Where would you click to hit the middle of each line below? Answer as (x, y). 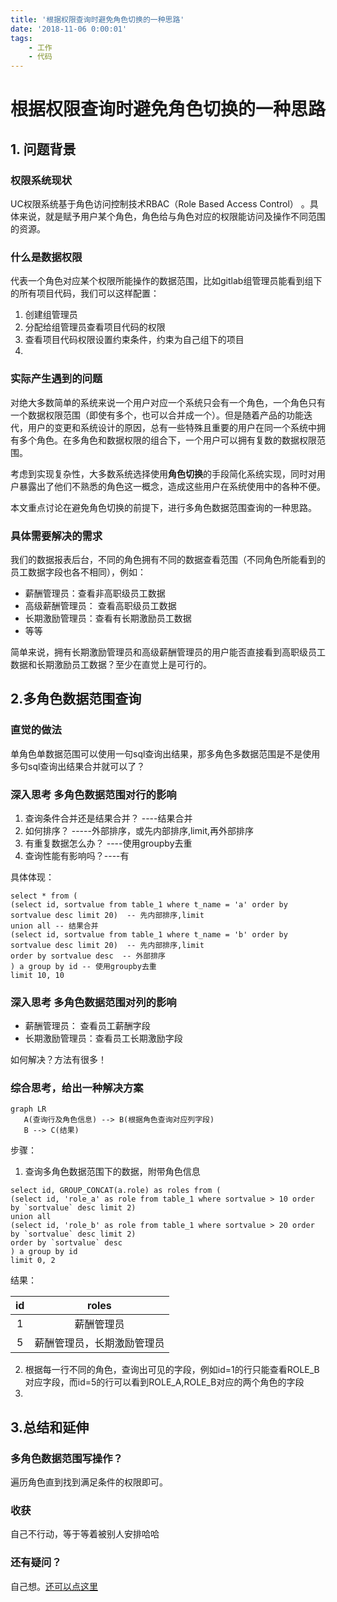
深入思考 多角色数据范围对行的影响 (93, 794)
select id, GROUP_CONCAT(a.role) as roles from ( (116, 1191)
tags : (21, 38)
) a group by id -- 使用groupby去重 (83, 966)
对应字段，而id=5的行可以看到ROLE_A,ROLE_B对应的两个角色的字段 (164, 1382)
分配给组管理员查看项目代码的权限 (95, 327)
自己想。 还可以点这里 (54, 1586)
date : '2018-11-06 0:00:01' (69, 29)
